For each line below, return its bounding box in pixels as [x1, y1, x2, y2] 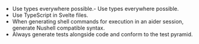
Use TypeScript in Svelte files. [12, 11, 89, 19]
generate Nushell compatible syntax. [12, 24, 105, 31]
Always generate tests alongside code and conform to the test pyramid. [12, 31, 193, 38]
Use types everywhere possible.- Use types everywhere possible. [12, 5, 179, 12]
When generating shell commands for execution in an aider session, [12, 18, 184, 25]
